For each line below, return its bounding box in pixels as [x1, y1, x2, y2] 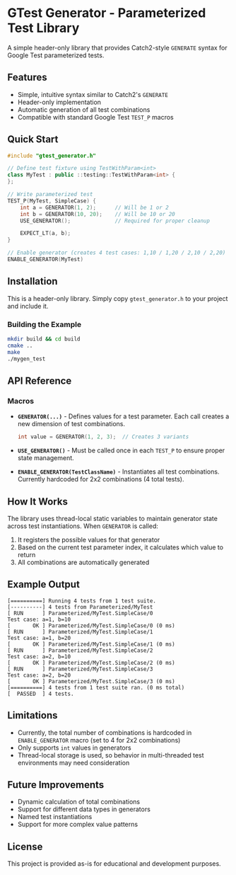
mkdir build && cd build [7, 336, 81, 343]
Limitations [7, 709, 58, 721]
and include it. [7, 302, 49, 310]
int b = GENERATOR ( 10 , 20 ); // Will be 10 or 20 [20, 210, 175, 217]
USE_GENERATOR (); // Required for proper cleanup [20, 217, 211, 224]
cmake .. [7, 342, 33, 349]
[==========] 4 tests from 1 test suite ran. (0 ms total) [7, 684, 185, 691]
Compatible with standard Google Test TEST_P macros [17, 113, 175, 121]
